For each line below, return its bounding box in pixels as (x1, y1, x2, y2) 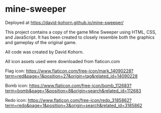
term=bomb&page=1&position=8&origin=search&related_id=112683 (5, 88, 141, 93)
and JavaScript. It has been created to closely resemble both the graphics (5, 34, 155, 40)
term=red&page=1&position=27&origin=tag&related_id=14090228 (5, 73, 138, 79)
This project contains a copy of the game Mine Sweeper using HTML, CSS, (5, 29, 157, 35)
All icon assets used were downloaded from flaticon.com (5, 58, 120, 64)
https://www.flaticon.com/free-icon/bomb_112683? (29, 82, 132, 89)
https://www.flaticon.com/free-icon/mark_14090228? (26, 68, 134, 74)
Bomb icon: (5, 82, 28, 89)
